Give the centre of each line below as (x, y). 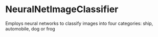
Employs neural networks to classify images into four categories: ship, (79, 23)
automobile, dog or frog (30, 28)
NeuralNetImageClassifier (62, 9)
